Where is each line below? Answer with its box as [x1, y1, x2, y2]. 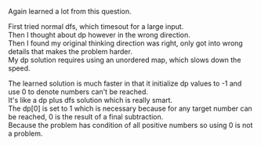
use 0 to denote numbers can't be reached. [8, 87, 149, 97]
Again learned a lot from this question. [8, 7, 132, 16]
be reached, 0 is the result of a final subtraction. [8, 112, 164, 121]
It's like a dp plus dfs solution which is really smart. [8, 96, 173, 104]
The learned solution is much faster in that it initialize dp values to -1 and [8, 78, 242, 88]
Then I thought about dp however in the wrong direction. [8, 31, 190, 39]
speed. [8, 64, 31, 73]
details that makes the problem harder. [8, 47, 133, 56]
